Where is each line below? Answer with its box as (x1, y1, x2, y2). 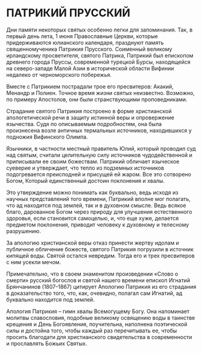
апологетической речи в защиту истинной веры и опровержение (6, 114, 175, 121)
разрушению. (6, 227, 41, 234)
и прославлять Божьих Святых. (6, 340, 87, 347)
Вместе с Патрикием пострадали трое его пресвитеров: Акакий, (6, 82, 174, 90)
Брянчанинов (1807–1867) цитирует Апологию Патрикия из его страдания (6, 283, 197, 290)
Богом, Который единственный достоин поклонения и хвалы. (6, 177, 165, 184)
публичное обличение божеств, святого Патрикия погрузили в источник (6, 245, 194, 252)
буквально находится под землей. (6, 295, 95, 303)
